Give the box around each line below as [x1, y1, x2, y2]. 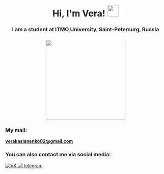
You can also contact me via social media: [5, 151, 111, 158]
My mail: [5, 127, 27, 134]
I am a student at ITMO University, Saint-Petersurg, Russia [12, 26, 159, 33]
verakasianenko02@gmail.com [5, 138, 73, 144]
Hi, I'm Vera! [52, 8, 106, 19]
